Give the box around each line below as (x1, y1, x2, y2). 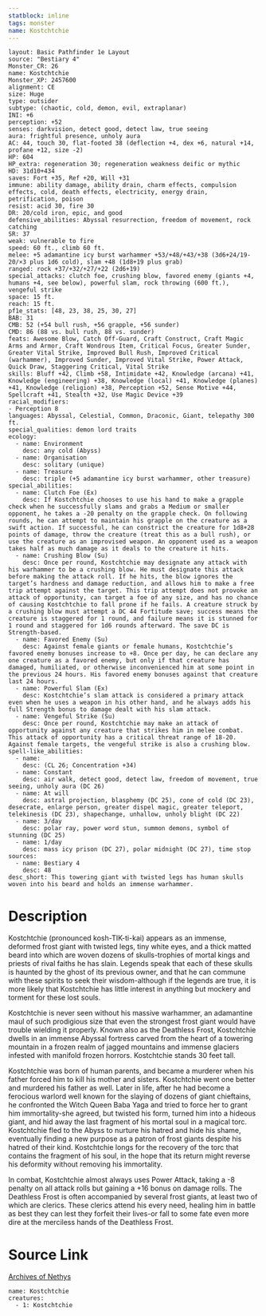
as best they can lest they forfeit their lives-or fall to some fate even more (8, 1209, 249, 1219)
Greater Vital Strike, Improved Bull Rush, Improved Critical (8, 349, 219, 357)
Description (8, 907, 88, 925)
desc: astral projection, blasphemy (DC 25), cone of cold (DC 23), (22, 797, 255, 805)
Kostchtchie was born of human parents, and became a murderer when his (8, 1066, 254, 1075)
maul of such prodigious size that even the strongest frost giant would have (8, 1016, 256, 1027)
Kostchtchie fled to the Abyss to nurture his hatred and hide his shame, (8, 1126, 241, 1135)
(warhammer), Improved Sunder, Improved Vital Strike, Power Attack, (8, 356, 244, 364)
